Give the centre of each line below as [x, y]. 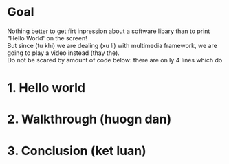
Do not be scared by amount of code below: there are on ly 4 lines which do [115, 60]
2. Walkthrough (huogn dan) [89, 119]
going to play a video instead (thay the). [64, 53]
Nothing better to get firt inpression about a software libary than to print [109, 31]
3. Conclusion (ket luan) [77, 151]
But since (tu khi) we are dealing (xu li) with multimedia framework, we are [112, 45]
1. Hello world [46, 88]
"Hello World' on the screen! [47, 38]
